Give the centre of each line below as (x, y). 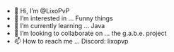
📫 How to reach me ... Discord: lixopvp (71, 41)
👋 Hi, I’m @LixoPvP (42, 11)
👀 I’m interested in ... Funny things (63, 18)
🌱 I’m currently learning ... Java (59, 26)
